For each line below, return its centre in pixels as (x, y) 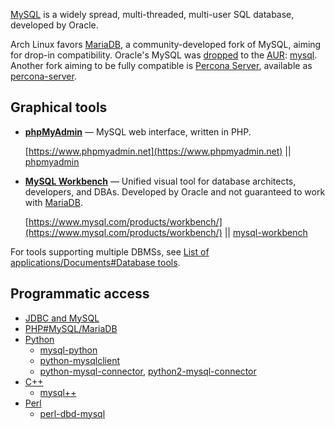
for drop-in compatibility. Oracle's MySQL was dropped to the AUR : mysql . (164, 55)
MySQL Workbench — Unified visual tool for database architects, (160, 181)
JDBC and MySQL (62, 318)
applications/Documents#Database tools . (95, 262)
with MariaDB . (53, 202)
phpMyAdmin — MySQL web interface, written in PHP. (138, 131)
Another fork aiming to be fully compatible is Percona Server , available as (161, 65)
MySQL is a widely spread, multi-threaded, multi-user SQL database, (152, 14)
